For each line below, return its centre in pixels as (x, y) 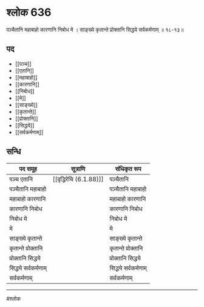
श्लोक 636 (29, 12)
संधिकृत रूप (128, 168)
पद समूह (28, 168)
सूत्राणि (78, 168)
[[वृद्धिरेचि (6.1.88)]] (78, 179)
